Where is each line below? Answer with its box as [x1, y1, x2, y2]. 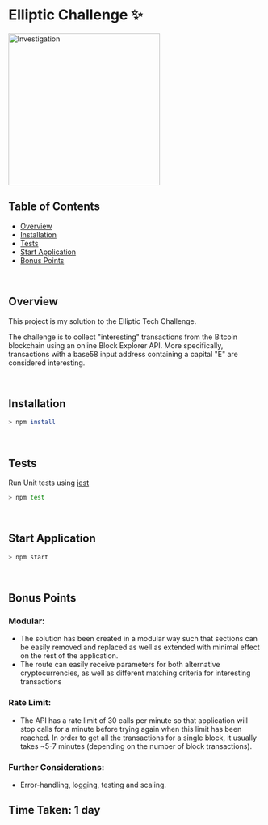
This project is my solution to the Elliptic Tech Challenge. [8, 316, 197, 325]
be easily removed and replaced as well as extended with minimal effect [19, 642, 260, 653]
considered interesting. [8, 358, 86, 368]
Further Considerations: [8, 761, 105, 772]
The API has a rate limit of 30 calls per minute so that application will [19, 715, 249, 725]
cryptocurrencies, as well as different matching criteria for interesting [19, 668, 251, 678]
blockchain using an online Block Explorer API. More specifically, [8, 340, 224, 350]
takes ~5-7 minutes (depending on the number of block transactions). [19, 741, 253, 751]
